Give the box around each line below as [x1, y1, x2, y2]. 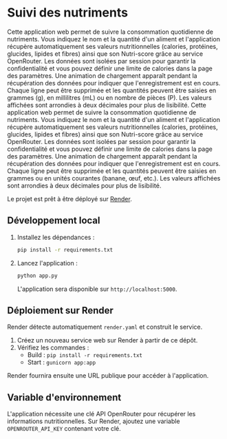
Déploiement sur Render [7, 305, 113, 316]
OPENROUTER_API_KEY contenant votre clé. [7, 425, 122, 433]
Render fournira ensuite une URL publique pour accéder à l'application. [7, 371, 209, 380]
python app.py [17, 272, 58, 279]
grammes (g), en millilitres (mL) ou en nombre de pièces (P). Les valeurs [7, 93, 212, 101]
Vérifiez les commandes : [17, 343, 89, 352]
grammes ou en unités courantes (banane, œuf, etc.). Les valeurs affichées [7, 174, 221, 182]
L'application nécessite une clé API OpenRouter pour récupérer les [7, 410, 196, 418]
